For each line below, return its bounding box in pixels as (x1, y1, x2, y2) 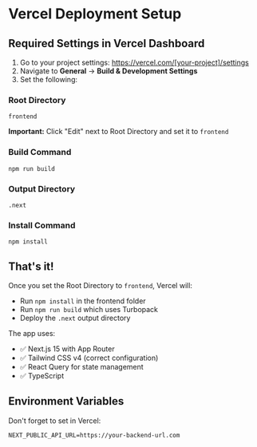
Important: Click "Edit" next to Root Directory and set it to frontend (8, 127, 229, 136)
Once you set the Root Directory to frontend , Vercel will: (8, 281, 193, 290)
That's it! (8, 259, 54, 273)
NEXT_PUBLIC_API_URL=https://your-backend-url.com (8, 431, 180, 439)
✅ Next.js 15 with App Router (19, 344, 115, 354)
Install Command (8, 220, 76, 231)
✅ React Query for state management (19, 362, 144, 371)
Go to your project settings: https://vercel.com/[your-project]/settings (19, 57, 249, 67)
